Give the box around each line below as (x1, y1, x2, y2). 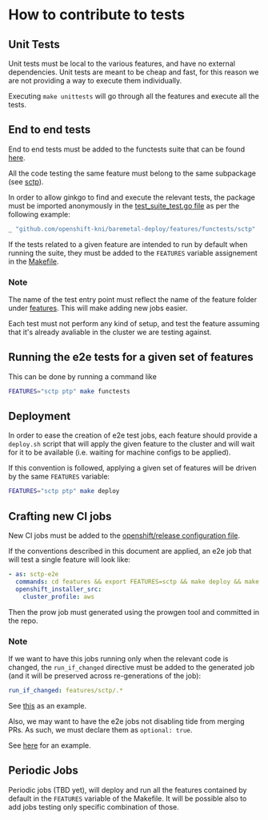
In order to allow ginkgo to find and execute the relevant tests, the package (8, 192, 256, 202)
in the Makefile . (8, 257, 59, 266)
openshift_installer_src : (15, 585, 102, 593)
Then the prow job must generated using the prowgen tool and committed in (8, 607, 260, 616)
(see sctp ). (8, 176, 44, 186)
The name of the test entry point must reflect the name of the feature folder (8, 294, 258, 304)
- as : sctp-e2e (8, 571, 59, 579)
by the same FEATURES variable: (8, 471, 110, 482)
